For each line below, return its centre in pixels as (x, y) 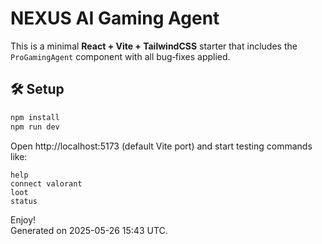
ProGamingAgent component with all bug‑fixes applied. (120, 56)
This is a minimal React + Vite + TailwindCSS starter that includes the (154, 46)
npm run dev (35, 127)
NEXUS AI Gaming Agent (115, 18)
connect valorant (46, 183)
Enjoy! (23, 219)
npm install (35, 117)
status (24, 201)
